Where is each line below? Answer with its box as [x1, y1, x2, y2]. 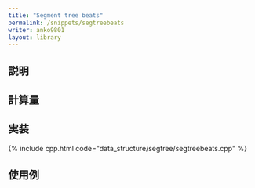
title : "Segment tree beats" [8, 11, 104, 20]
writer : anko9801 [8, 26, 65, 34]
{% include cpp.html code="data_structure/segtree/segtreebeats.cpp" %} [8, 143, 247, 153]
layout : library [8, 33, 61, 42]
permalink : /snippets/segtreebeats [8, 19, 125, 27]
